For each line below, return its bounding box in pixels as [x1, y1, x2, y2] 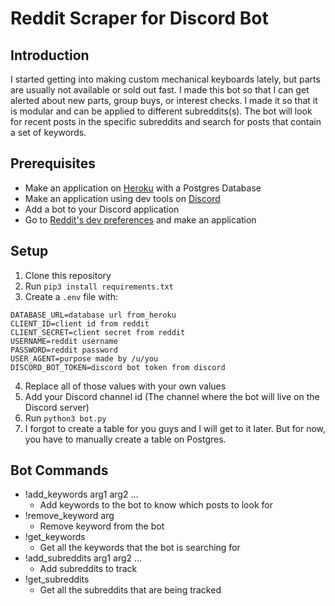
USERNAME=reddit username [10, 336, 118, 346]
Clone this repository [24, 269, 112, 281]
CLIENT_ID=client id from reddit [10, 318, 150, 329]
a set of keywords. [10, 127, 87, 138]
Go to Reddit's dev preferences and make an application [24, 213, 257, 226]
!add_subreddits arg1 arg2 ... [24, 552, 143, 564]
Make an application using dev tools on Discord [24, 192, 221, 204]
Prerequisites [10, 155, 96, 172]
